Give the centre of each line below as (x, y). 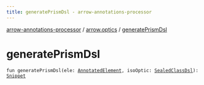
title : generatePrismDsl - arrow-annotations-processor (79, 12)
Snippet (16, 76)
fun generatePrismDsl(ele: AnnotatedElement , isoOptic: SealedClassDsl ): (103, 70)
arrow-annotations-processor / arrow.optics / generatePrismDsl (87, 29)
